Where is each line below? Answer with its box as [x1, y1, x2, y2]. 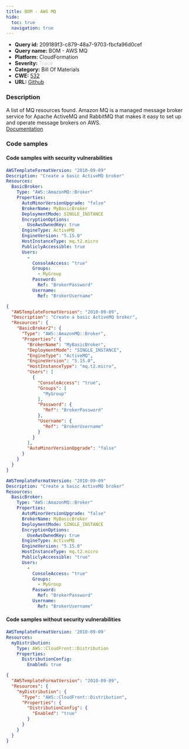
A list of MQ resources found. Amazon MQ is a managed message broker [6, 106, 183, 113]
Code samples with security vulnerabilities [6, 154, 113, 161]
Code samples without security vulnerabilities [6, 616, 122, 623]
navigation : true [11, 25, 54, 31]
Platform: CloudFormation [14, 53, 78, 60]
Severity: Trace [14, 60, 53, 67]
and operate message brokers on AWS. [6, 119, 101, 126]
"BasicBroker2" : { [16, 325, 62, 332]
